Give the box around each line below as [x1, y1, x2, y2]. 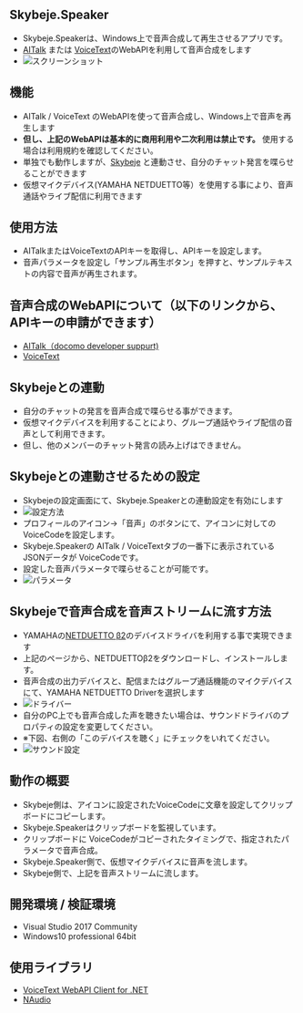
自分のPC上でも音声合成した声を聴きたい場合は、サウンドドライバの [22, 709, 281, 720]
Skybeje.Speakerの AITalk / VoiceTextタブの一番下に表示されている [22, 540, 276, 551]
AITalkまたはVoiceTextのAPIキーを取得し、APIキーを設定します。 [22, 245, 267, 256]
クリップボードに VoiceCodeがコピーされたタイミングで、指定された [22, 833, 282, 844]
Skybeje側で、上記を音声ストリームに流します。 [22, 867, 204, 878]
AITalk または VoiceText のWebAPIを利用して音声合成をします [22, 44, 252, 55]
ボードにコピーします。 [22, 811, 111, 822]
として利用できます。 [30, 429, 110, 439]
